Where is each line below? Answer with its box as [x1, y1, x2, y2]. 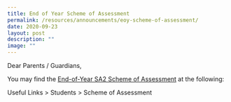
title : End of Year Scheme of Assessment [7, 10, 130, 17]
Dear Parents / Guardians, [7, 62, 82, 69]
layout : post [7, 29, 45, 37]
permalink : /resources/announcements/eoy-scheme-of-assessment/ [7, 17, 199, 24]
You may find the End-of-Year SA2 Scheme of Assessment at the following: [7, 75, 225, 83]
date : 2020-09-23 [7, 23, 58, 30]
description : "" [7, 36, 55, 43]
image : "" [7, 42, 36, 49]
